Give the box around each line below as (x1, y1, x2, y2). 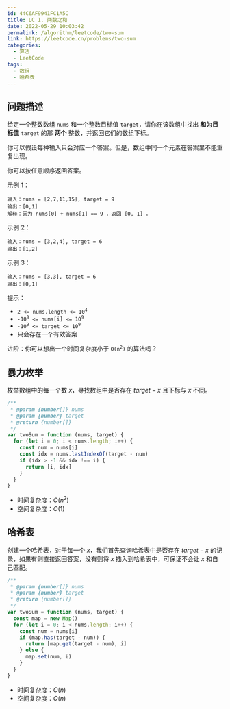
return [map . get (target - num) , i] (25, 640, 127, 647)
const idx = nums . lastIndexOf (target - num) (19, 451, 149, 458)
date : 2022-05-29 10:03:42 (7, 23, 84, 29)
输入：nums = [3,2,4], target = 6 (7, 238, 103, 245)
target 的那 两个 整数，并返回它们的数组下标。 (20, 129, 153, 137)
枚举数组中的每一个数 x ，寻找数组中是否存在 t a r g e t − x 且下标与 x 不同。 (7, 386, 212, 394)
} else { (19, 647, 44, 654)
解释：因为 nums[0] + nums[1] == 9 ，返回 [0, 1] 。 (7, 210, 152, 218)
